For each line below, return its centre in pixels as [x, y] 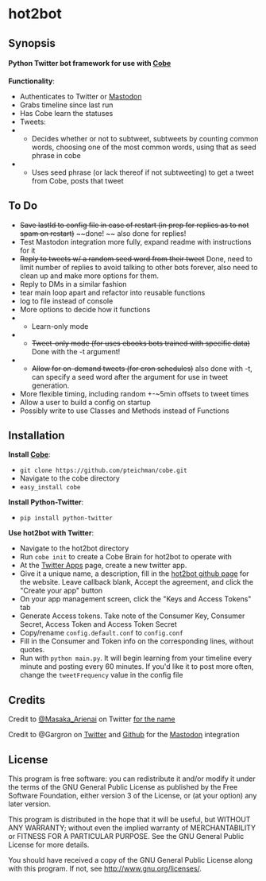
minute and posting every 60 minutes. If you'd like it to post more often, [137, 667]
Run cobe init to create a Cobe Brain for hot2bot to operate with [126, 557]
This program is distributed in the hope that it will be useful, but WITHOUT [129, 820]
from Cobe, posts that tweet [77, 180]
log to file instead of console [66, 301]
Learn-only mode [60, 326]
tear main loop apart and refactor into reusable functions [112, 292]
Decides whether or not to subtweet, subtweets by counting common [145, 138]
